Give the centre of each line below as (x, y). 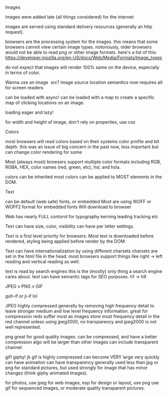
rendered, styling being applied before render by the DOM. (66, 241)
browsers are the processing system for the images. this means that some (81, 42)
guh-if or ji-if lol (21, 296)
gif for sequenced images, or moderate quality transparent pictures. (75, 388)
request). (14, 32)
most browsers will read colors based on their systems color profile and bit (82, 141)
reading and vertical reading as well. (42, 262)
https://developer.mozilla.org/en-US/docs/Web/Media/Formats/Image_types (84, 58)
